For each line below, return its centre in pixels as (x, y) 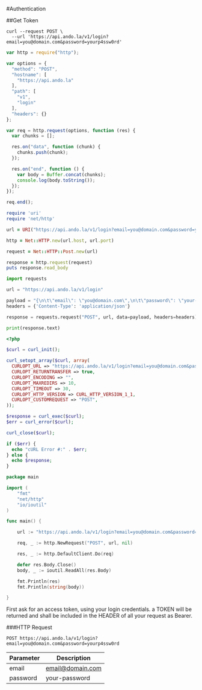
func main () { (24, 521)
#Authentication (26, 9)
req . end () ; (20, 202)
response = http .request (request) (50, 262)
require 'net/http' (31, 219)
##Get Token (22, 20)
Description (74, 658)
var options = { (26, 63)
